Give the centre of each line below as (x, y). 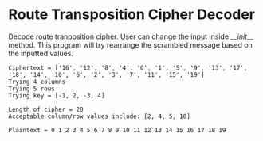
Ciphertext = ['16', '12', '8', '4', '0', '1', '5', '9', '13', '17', (128, 68)
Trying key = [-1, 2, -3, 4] (57, 95)
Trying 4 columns (37, 82)
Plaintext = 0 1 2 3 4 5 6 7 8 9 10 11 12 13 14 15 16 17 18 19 (117, 130)
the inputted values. (41, 53)
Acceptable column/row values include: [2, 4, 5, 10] (100, 116)
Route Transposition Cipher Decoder (131, 15)
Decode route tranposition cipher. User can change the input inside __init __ (131, 36)
